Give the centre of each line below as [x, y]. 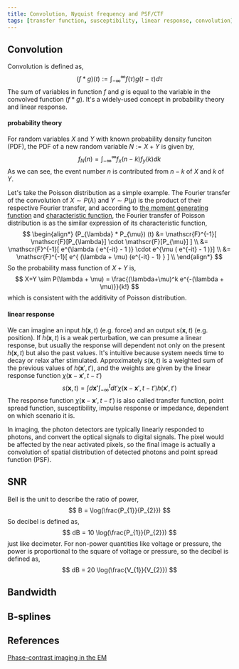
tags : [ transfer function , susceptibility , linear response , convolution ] [121, 21]
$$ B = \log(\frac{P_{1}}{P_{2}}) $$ [119, 510]
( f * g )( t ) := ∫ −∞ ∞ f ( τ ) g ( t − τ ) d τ [119, 79]
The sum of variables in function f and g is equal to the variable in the [109, 91]
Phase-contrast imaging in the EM [57, 658]
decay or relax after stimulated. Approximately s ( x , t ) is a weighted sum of [115, 360]
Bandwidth [32, 592]
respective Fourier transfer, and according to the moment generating [108, 208]
